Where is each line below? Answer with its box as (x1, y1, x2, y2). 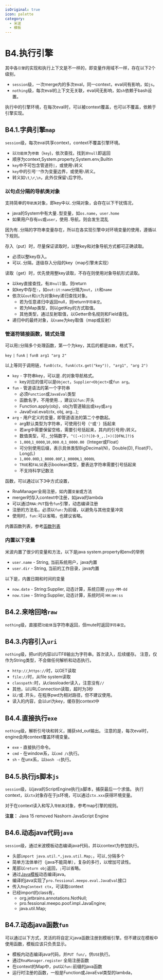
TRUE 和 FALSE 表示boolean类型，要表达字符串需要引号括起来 (19, 462, 137, 468)
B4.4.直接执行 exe (5, 714, 57, 722)
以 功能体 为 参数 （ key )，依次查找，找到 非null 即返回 (12, 150, 111, 156)
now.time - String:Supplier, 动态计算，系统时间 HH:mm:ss (12, 592, 123, 598)
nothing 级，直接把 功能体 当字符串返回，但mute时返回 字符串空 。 (5, 621, 128, 628)
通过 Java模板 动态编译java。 (12, 871, 69, 877)
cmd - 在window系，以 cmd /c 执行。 (12, 750, 82, 756)
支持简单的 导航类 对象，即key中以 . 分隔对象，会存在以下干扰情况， (5, 200, 136, 206)
